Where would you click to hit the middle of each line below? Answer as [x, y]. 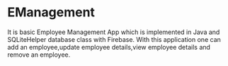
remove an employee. [39, 55]
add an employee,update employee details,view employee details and [109, 47]
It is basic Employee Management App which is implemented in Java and [114, 32]
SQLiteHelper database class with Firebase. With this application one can [114, 39]
